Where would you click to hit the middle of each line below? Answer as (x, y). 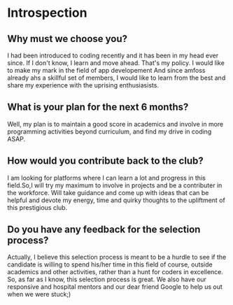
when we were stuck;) (39, 295)
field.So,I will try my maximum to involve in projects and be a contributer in (115, 185)
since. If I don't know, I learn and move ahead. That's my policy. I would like (116, 63)
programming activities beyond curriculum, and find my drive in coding (110, 132)
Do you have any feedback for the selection (104, 230)
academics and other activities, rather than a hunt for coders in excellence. (115, 272)
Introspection (47, 13)
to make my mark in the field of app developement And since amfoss (106, 70)
